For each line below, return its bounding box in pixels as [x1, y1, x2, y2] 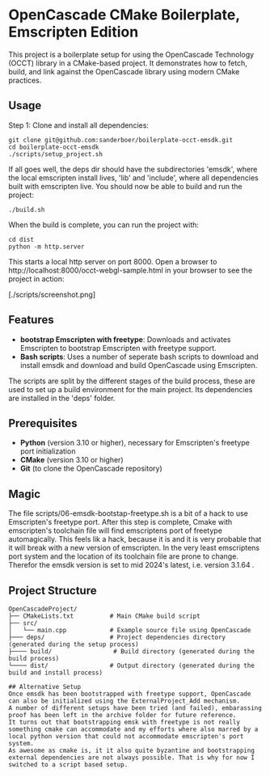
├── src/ [8, 619, 38, 627]
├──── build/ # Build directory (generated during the [8, 648, 255, 656]
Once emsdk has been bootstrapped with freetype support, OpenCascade [8, 690, 251, 698]
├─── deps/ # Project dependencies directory [8, 633, 226, 641]
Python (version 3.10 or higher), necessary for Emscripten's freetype [19, 438, 251, 448]
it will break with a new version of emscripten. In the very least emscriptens [8, 543, 260, 553]
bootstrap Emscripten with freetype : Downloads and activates [19, 334, 231, 344]
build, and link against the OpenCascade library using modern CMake [8, 66, 240, 76]
